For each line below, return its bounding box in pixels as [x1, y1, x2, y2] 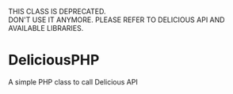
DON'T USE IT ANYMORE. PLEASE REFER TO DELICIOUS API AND [8, 15, 225, 24]
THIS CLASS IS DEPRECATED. [8, 7, 106, 16]
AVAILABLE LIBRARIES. [8, 24, 84, 32]
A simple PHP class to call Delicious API [8, 77, 139, 86]
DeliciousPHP [8, 51, 100, 70]
